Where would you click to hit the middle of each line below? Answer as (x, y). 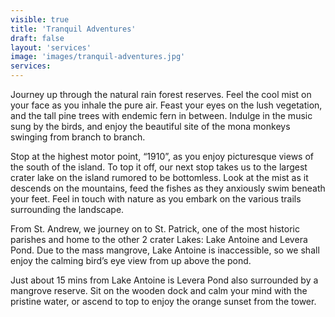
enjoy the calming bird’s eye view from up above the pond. (131, 260)
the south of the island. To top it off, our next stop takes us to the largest (159, 167)
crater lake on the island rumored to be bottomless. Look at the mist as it (159, 177)
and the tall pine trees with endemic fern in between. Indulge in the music (161, 115)
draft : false (37, 38)
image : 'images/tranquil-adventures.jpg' (98, 57)
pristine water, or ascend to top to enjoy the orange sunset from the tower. (163, 301)
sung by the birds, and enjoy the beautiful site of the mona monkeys (150, 126)
